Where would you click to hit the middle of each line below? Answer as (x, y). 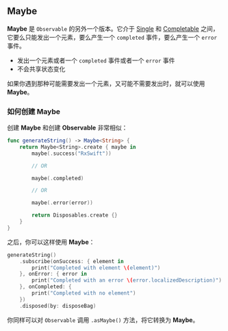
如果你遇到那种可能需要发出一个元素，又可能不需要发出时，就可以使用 (106, 83)
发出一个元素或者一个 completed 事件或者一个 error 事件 (96, 60)
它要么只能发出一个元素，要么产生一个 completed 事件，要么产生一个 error (112, 37)
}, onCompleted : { (46, 287)
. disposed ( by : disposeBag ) (58, 306)
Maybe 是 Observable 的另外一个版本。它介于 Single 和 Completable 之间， (113, 28)
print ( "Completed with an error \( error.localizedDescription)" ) (127, 280)
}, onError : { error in (53, 274)
